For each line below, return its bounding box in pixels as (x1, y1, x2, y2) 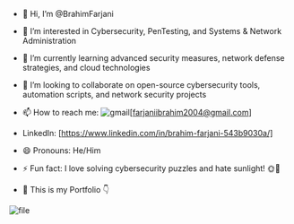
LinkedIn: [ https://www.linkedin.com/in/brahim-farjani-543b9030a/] (22, 128, 273, 138)
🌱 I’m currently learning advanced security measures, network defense (22, 53, 285, 63)
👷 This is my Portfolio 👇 (22, 185, 110, 194)
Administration (22, 36, 77, 46)
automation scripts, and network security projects (22, 90, 207, 99)
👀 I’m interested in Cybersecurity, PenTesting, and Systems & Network (22, 26, 282, 36)
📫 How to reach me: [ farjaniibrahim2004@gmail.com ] (22, 108, 253, 117)
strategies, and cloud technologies (22, 63, 151, 73)
